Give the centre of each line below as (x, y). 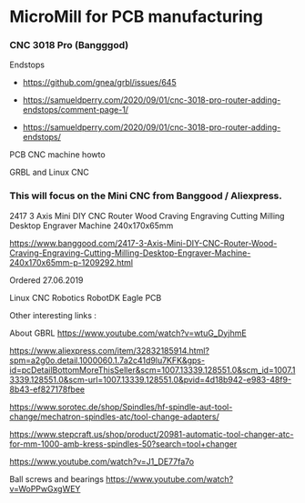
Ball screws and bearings (57, 478)
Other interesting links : (53, 315)
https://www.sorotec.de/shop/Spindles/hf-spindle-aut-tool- (121, 407)
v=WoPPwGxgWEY (45, 488)
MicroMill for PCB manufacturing (137, 17)
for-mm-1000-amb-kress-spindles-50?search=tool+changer (123, 444)
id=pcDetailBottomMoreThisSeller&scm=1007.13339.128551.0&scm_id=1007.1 (152, 369)
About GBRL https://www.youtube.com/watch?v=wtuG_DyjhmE (128, 333)
